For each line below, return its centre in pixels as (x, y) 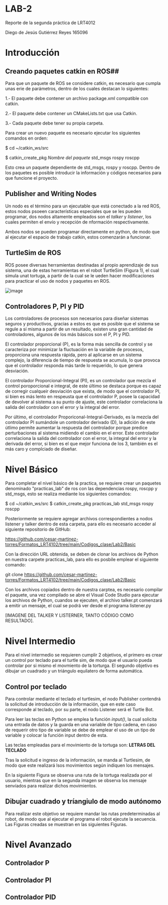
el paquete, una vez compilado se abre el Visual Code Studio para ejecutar (82, 595)
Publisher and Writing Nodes (51, 194)
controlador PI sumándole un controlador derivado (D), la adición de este (80, 422)
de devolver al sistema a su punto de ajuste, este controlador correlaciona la (84, 402)
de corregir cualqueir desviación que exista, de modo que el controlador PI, (83, 391)
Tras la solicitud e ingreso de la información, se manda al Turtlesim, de (78, 760)
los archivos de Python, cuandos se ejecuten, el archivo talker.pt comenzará (84, 600)
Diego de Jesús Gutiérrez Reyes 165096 (47, 32)
